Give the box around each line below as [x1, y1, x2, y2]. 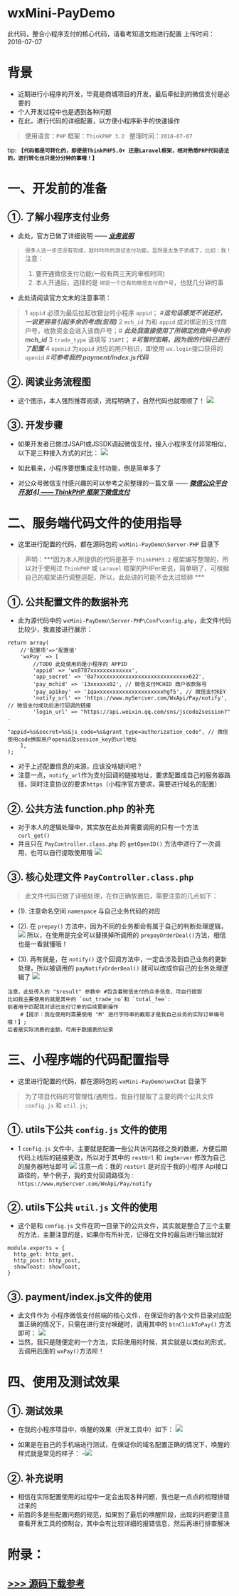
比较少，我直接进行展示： [17, 625, 93, 634]
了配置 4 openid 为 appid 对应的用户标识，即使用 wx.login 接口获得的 [24, 344, 223, 352]
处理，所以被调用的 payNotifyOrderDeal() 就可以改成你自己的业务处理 [17, 963, 223, 972]
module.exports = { [7, 1244, 65, 1252]
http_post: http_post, [14, 1257, 81, 1264]
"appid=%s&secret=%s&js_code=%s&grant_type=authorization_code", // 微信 [7, 729, 229, 736]
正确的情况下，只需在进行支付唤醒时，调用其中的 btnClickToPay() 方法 [23, 1320, 232, 1329]
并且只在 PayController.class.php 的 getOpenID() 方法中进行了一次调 [17, 839, 221, 848]
